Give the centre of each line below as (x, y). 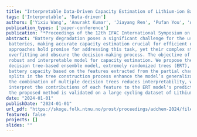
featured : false (26, 114)
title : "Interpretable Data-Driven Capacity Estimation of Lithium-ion (95, 11)
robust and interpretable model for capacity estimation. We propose (95, 60)
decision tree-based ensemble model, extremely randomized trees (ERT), (99, 66)
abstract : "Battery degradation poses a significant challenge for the (95, 38)
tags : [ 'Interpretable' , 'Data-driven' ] (56, 17)
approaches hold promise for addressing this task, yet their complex (96, 50)
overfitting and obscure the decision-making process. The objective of (99, 55)
